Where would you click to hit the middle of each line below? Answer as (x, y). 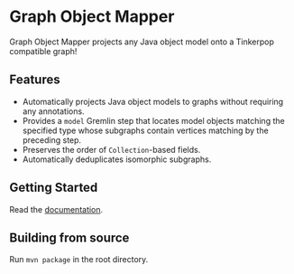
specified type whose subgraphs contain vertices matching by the (145, 130)
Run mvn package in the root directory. (79, 260)
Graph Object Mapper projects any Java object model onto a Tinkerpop (142, 42)
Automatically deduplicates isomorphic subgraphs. (117, 159)
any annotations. (53, 111)
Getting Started (54, 188)
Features (35, 80)
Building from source (69, 237)
